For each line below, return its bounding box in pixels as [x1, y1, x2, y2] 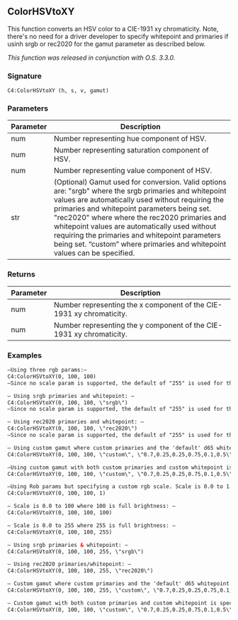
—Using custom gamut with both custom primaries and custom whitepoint [7, 464, 223, 471]
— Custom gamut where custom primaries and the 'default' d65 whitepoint [7, 580, 230, 587]
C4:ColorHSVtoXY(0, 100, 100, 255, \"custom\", [7, 587, 151, 594]
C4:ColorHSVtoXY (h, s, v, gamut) [7, 87, 110, 94]
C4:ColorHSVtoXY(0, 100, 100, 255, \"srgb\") [7, 548, 144, 555]
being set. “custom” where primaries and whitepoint [53, 239, 227, 249]
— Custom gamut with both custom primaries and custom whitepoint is [7, 599, 217, 607]
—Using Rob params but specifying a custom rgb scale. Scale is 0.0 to [7, 483, 223, 490]
